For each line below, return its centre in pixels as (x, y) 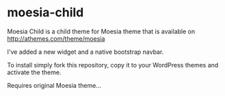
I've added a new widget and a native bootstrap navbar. (85, 52)
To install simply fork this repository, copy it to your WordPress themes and (113, 65)
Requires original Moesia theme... (54, 85)
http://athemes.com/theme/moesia (56, 38)
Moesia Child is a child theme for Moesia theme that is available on (101, 31)
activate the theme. (34, 72)
